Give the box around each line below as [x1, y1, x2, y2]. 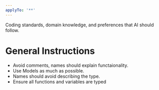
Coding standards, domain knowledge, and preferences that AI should [5, 22, 154, 28]
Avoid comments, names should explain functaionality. [12, 62, 129, 68]
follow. [5, 27, 20, 33]
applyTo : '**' [5, 7, 36, 13]
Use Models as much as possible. [12, 67, 84, 74]
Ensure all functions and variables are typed [12, 78, 107, 85]
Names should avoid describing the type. [12, 73, 100, 79]
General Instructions [5, 45, 95, 57]
